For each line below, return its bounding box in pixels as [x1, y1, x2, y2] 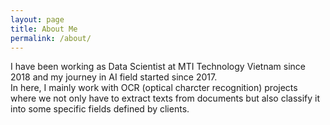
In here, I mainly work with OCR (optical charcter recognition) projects [10, 82, 298, 94]
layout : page [10, 14, 65, 25]
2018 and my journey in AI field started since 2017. [10, 71, 218, 83]
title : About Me [10, 24, 78, 34]
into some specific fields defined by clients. [10, 103, 190, 115]
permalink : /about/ [10, 33, 92, 43]
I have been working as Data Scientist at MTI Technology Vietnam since [10, 61, 306, 73]
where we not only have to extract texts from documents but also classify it [10, 92, 321, 105]
